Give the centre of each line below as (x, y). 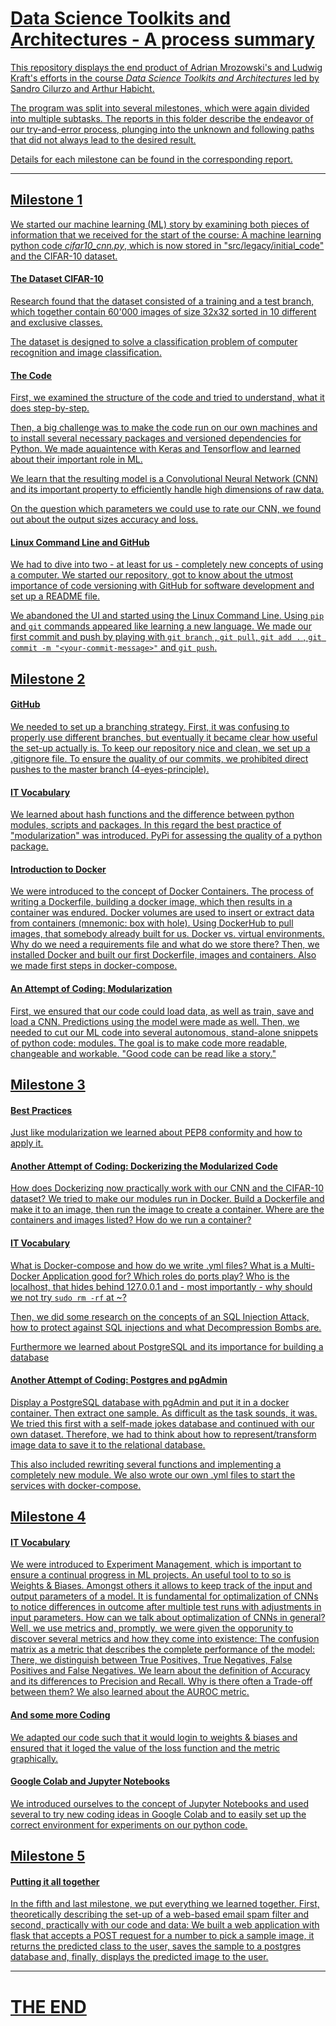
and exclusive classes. (56, 322)
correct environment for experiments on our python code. (129, 1824)
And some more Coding (60, 1714)
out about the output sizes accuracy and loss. (104, 519)
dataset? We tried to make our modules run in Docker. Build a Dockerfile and (167, 1199)
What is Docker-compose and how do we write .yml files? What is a (149, 1265)
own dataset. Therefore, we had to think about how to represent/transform (163, 1434)
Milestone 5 (48, 1856)
